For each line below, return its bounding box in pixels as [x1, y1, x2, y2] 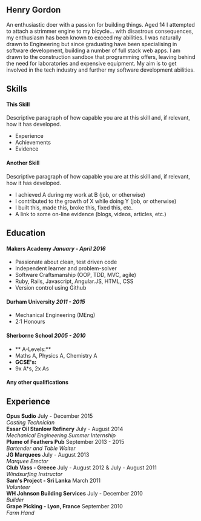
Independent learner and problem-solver [15, 265, 117, 272]
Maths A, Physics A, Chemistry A [15, 352, 97, 359]
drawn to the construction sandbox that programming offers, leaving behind [6, 53, 196, 60]
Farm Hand [6, 509, 35, 517]
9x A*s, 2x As [15, 364, 50, 372]
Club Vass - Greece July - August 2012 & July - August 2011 [6, 464, 157, 471]
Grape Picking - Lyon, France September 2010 [6, 503, 123, 510]
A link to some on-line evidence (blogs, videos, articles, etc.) [15, 210, 166, 217]
